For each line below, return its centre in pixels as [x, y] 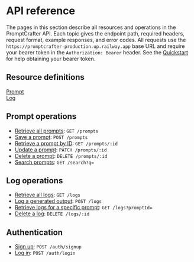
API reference [41, 11]
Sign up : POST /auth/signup [48, 247]
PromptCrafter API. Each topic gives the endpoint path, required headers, [95, 33]
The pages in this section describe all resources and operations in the [91, 27]
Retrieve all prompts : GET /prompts [56, 131]
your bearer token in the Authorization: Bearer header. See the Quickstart [97, 52]
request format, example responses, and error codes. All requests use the [96, 40]
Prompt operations [41, 117]
